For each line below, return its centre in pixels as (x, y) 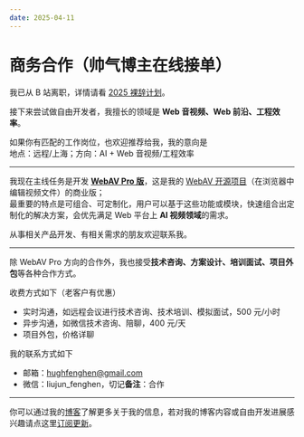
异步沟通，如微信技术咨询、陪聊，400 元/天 (104, 323)
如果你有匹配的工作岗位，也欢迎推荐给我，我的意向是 (109, 142)
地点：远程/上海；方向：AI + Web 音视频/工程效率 (102, 153)
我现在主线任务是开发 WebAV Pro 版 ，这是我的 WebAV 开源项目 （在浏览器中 (152, 181)
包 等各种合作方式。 (45, 273)
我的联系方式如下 (41, 353)
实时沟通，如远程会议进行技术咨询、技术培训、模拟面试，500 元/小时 (151, 311)
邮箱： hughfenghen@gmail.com (82, 373)
